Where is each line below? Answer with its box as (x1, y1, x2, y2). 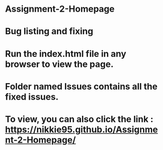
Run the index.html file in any (5, 48, 127, 59)
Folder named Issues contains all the (5, 81, 158, 92)
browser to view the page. (5, 59, 114, 69)
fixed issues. (5, 91, 59, 102)
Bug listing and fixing (5, 26, 93, 37)
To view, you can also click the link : (5, 113, 154, 125)
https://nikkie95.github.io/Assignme (5, 124, 158, 135)
